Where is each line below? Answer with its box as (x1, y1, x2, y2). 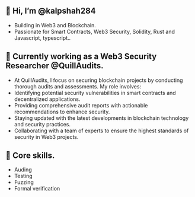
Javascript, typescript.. (14, 34, 71, 42)
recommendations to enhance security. (14, 108, 110, 115)
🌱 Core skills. (5, 151, 55, 161)
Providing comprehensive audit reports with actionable (14, 101, 148, 109)
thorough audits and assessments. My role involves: (14, 82, 142, 90)
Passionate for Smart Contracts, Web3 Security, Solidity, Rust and (14, 28, 175, 35)
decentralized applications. (14, 96, 81, 103)
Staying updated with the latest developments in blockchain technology (14, 114, 189, 122)
